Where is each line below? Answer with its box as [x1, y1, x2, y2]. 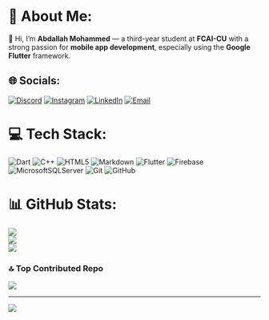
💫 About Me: [8, 7, 93, 26]
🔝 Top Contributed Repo [8, 262, 104, 273]
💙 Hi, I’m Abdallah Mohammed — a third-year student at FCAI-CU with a [8, 34, 249, 43]
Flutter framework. [8, 51, 70, 60]
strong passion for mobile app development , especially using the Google [8, 42, 251, 51]
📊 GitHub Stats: [8, 195, 118, 213]
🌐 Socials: [8, 74, 61, 87]
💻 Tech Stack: [8, 124, 107, 143]
